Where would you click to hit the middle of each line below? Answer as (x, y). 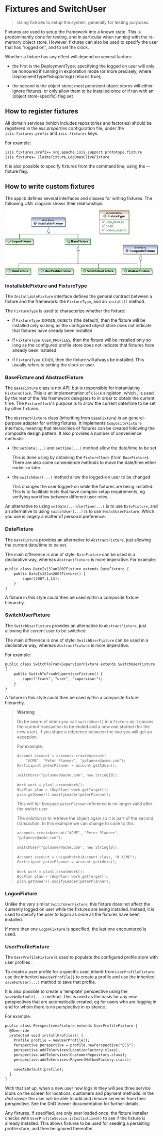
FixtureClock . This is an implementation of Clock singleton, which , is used (80, 393)
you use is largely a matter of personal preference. (56, 517)
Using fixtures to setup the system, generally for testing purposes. (83, 22)
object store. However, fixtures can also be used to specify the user (90, 42)
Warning (26, 712)
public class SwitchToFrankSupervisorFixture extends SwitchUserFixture (80, 664)
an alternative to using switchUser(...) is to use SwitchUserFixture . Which (80, 511)
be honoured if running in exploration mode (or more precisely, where (81, 71)
